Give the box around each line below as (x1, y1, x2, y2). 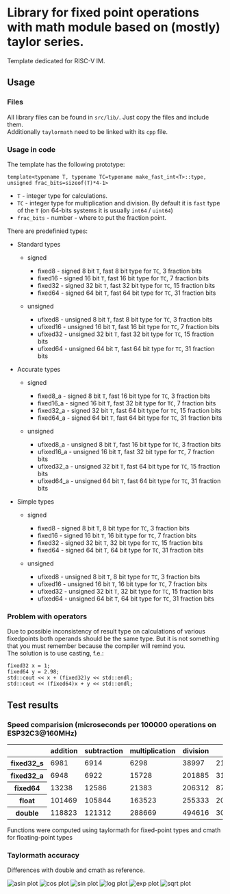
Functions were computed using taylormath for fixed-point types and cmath (7, 826, 221, 834)
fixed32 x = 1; (7, 662, 51, 669)
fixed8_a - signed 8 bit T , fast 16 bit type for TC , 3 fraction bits (37, 392, 211, 400)
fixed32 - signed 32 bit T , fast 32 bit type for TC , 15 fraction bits (37, 281, 216, 289)
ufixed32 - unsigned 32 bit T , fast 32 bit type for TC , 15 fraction (37, 330, 214, 338)
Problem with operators (7, 612, 88, 621)
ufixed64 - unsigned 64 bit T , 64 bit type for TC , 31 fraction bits (37, 594, 214, 603)
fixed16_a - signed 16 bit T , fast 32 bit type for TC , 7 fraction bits (37, 399, 216, 407)
